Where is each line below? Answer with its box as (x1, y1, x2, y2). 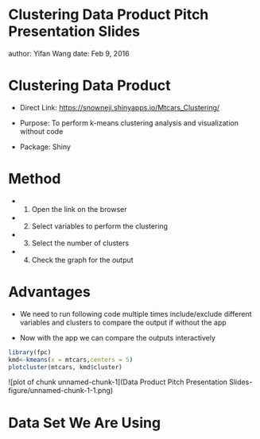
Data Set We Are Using (8, 414, 161, 432)
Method (8, 170, 61, 188)
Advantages (8, 283, 91, 301)
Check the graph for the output (31, 255, 134, 264)
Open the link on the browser (31, 204, 127, 214)
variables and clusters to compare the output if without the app (19, 318, 227, 327)
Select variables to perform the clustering (31, 221, 169, 231)
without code (19, 126, 64, 136)
